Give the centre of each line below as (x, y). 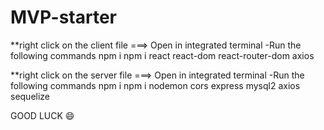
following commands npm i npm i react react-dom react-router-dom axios (162, 55)
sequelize (30, 96)
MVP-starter (63, 17)
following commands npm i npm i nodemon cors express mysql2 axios (155, 85)
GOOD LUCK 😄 (42, 115)
